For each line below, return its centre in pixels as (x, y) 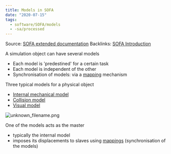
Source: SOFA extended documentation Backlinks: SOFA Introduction (78, 44)
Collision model (29, 100)
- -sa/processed (27, 29)
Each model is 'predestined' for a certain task (61, 64)
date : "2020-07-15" (26, 15)
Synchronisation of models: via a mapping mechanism (70, 74)
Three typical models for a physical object (50, 85)
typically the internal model (41, 135)
